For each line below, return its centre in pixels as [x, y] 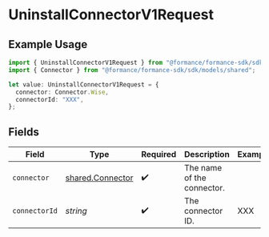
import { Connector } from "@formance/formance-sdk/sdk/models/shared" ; [132, 70]
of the [195, 178]
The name [203, 168]
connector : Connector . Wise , [62, 92]
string [76, 211]
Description [207, 155]
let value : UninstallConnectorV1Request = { [84, 84]
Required [159, 155]
